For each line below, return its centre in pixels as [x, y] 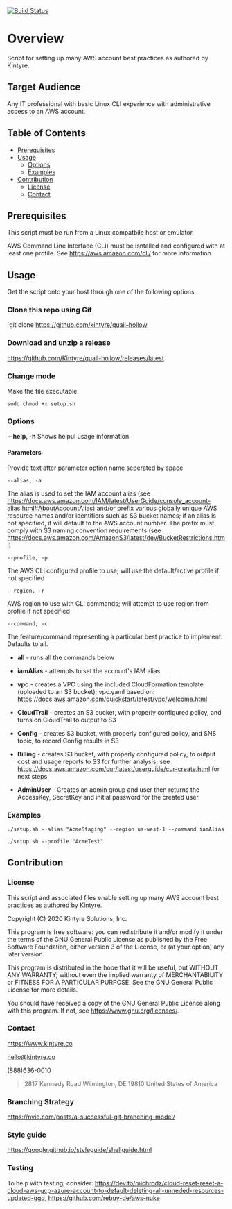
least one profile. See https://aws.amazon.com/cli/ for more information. [110, 253]
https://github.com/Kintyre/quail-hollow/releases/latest [86, 358]
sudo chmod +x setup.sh [42, 404]
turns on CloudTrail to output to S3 [66, 720]
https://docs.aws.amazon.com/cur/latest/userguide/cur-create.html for [118, 769]
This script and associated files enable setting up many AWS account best [113, 897]
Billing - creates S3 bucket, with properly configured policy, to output [116, 754]
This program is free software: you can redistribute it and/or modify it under [115, 932]
